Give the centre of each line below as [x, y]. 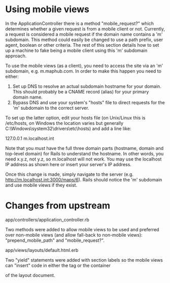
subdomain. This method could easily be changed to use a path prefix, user [84, 40]
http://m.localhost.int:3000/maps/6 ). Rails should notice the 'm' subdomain [84, 179]
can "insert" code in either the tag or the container [58, 265]
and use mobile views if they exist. [41, 185]
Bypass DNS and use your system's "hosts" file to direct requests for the [89, 102]
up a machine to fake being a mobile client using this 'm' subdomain [76, 50]
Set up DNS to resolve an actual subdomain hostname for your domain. [87, 86]
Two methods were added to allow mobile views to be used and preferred [82, 229]
